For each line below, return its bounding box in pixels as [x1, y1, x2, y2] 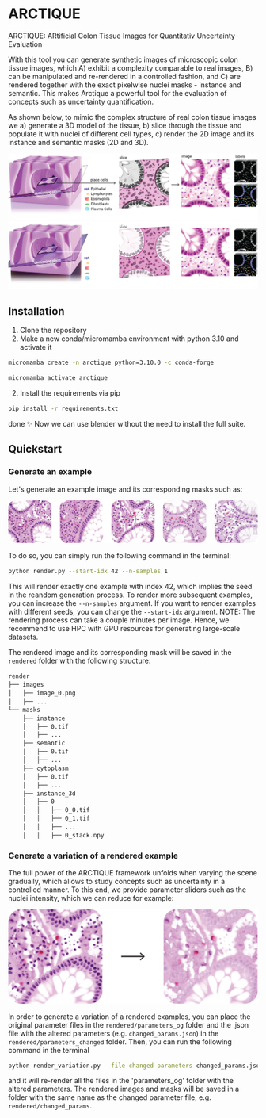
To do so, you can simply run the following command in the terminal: [8, 551, 232, 561]
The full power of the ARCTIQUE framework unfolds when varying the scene [8, 868, 257, 878]
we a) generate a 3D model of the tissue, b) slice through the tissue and [8, 121, 242, 130]
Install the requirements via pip [19, 389, 121, 398]
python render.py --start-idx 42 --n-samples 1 [8, 568, 169, 576]
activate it [19, 343, 52, 352]
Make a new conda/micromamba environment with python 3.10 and [19, 334, 239, 343]
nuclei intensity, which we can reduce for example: [8, 894, 174, 903]
